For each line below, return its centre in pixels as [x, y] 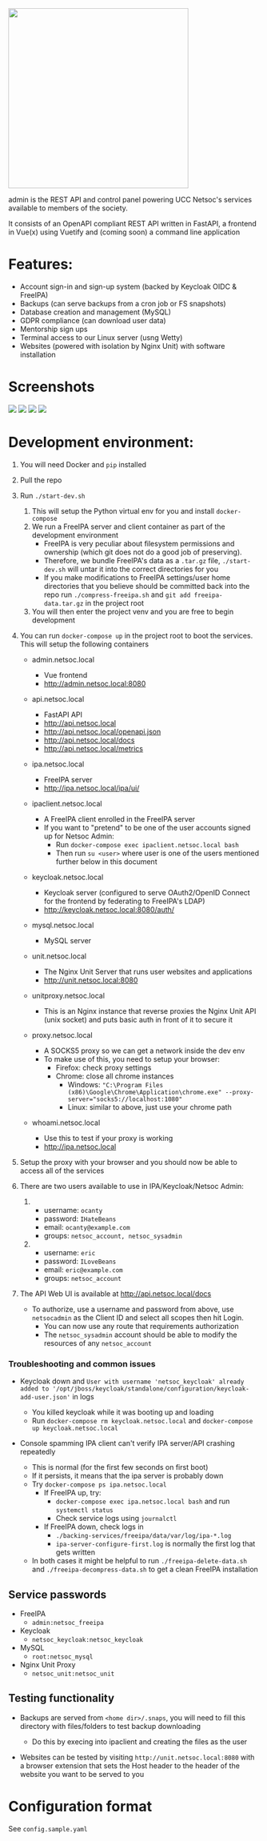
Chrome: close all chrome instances [115, 1076]
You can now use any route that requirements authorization [141, 1326]
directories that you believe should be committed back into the [147, 586]
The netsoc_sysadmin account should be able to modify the [140, 1335]
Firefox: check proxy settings [104, 1067]
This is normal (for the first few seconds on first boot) [120, 1467]
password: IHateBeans [80, 1219]
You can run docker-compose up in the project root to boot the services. [136, 635]
